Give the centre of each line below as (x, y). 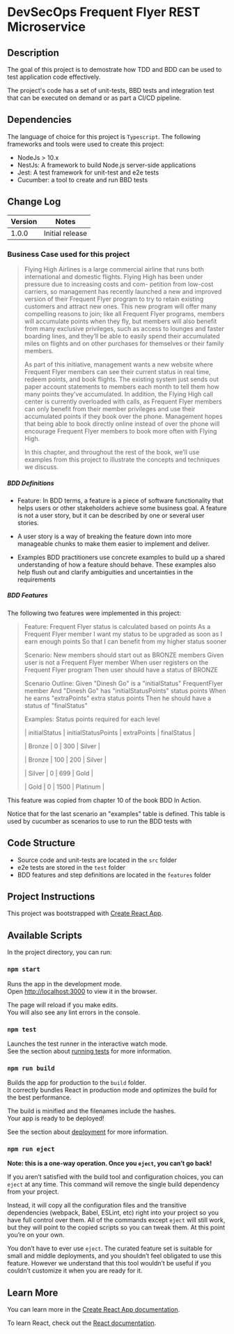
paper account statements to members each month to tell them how (122, 386)
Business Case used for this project (69, 254)
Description (33, 53)
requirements (36, 579)
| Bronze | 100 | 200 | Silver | (65, 759)
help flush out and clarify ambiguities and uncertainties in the (105, 572)
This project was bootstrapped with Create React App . (85, 913)
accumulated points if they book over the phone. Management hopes (123, 416)
